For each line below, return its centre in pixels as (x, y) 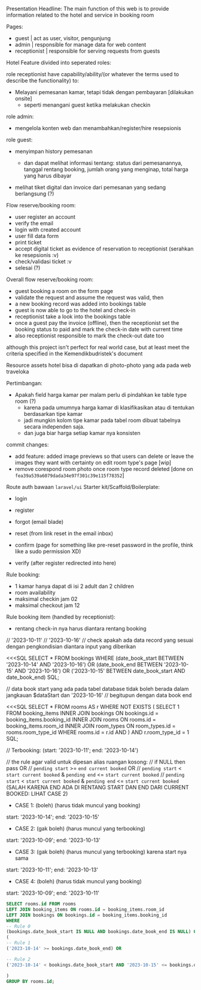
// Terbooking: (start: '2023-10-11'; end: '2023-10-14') (72, 750)
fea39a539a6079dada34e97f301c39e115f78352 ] (69, 475)
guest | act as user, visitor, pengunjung (63, 38)
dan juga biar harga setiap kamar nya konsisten (82, 433)
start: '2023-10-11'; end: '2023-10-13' (52, 870)
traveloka (18, 372)
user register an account (45, 217)
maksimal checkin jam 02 (46, 599)
